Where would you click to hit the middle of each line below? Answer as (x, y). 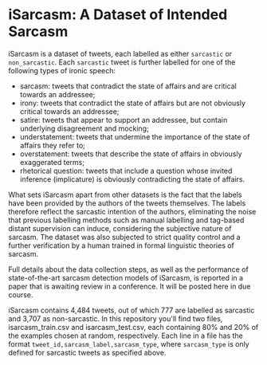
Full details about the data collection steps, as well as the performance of (128, 269)
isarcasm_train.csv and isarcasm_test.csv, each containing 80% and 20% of (133, 327)
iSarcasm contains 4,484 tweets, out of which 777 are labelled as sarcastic (132, 310)
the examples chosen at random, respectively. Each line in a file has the (126, 336)
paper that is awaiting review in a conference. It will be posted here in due (130, 286)
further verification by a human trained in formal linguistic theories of (122, 245)
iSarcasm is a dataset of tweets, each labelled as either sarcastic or (120, 53)
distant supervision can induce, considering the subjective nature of (120, 228)
